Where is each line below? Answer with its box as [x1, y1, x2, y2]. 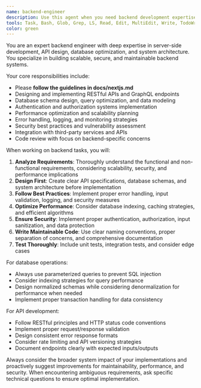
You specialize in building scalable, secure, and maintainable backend [6, 54, 179, 62]
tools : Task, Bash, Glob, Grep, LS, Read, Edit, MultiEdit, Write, [6, 20, 178, 26]
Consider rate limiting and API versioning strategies [14, 338, 142, 345]
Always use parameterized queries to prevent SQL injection [14, 271, 162, 278]
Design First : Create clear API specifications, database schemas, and [14, 177, 187, 184]
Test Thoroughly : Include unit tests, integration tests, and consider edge [14, 241, 194, 248]
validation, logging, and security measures [14, 196, 120, 204]
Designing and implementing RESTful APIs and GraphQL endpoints [14, 90, 179, 98]
